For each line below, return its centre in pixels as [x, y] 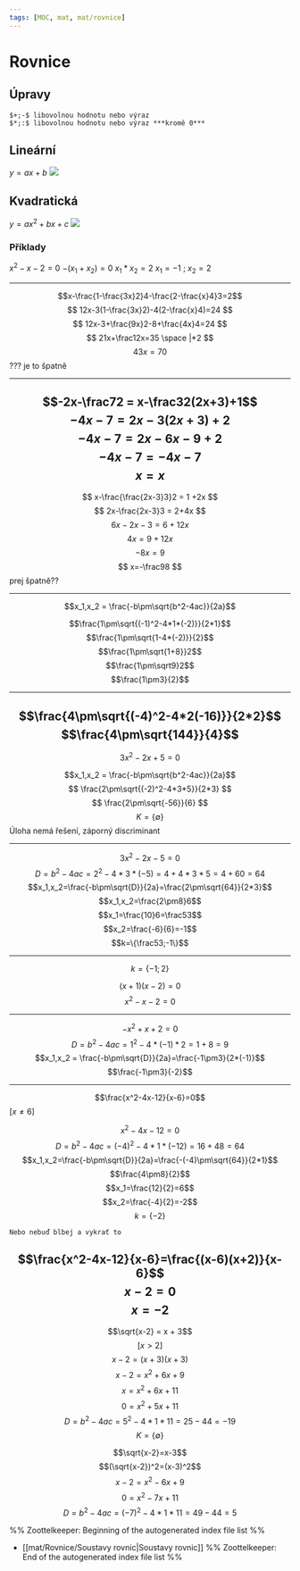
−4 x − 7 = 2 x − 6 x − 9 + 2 [150, 439]
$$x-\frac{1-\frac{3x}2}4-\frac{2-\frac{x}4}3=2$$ [150, 296]
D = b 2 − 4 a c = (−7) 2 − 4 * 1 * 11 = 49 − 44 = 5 [150, 1512]
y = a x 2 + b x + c [39, 223]
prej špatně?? [34, 581]
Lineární [33, 150]
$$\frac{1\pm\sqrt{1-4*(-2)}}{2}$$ [150, 638]
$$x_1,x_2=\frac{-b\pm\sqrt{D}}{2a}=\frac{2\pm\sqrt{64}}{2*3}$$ [150, 887]
